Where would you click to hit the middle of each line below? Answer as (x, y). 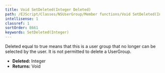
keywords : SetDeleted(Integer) (37, 32)
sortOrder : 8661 (22, 28)
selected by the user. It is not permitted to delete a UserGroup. (68, 51)
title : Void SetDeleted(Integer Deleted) (48, 10)
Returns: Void (26, 66)
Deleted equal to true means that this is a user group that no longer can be (81, 46)
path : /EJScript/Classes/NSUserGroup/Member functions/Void (68, 14)
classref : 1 (17, 23)
